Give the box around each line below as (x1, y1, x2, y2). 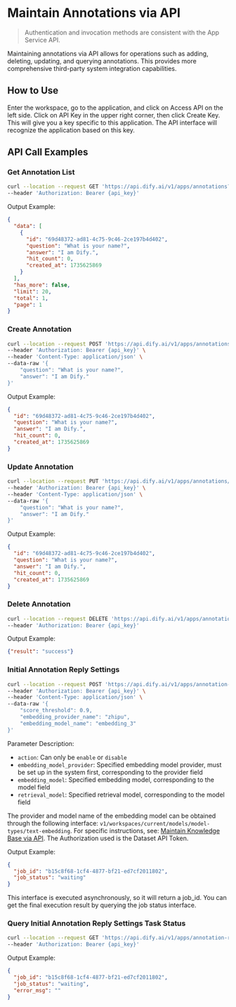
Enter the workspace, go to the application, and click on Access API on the (7, 103, 223, 112)
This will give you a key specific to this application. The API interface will (7, 118, 218, 127)
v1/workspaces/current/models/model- (99, 820, 211, 828)
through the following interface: (7, 818, 98, 828)
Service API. (24, 35, 61, 44)
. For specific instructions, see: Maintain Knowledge (70, 826, 220, 835)
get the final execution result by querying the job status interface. (7, 901, 197, 909)
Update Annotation (7, 462, 74, 471)
